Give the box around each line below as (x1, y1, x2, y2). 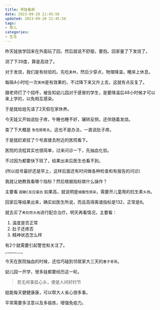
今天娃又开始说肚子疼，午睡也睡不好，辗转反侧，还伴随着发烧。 (5, 116, 133, 122)
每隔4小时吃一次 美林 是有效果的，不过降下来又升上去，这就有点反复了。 (5, 79, 147, 85)
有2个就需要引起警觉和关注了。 (5, 242, 68, 248)
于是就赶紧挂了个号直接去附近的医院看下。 (5, 137, 90, 143)
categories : (5, 30, 29, 35)
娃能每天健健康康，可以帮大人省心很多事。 (5, 290, 90, 295)
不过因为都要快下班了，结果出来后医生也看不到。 (5, 158, 103, 164)
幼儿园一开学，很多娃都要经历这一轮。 (5, 269, 82, 275)
